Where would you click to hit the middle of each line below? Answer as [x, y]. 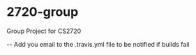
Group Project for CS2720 [44, 31]
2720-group [43, 12]
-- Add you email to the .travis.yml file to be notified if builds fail [98, 44]
